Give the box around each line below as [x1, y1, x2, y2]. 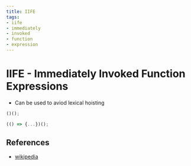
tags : [6, 14, 20, 20]
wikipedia [14, 153, 38, 160]
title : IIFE [6, 8, 35, 15]
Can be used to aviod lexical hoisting [14, 99, 105, 106]
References [6, 137, 50, 148]
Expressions [6, 80, 69, 93]
